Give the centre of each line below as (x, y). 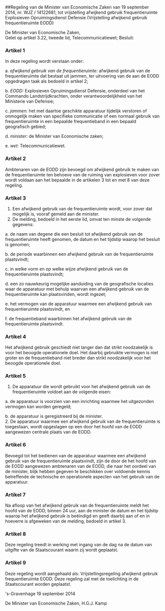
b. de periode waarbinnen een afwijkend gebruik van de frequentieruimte (79, 254)
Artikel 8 (16, 534)
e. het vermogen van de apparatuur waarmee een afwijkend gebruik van (79, 304)
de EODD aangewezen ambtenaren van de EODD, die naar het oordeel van (81, 466)
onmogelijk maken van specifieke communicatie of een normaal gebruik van (82, 116)
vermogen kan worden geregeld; (38, 407)
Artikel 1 (15, 50)
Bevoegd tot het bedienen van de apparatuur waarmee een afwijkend (76, 455)
